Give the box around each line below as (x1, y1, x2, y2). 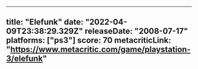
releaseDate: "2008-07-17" (84, 26, 189, 36)
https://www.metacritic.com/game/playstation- (10, 44, 191, 54)
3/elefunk (6, 54, 43, 64)
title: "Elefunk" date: (6, 17, 84, 27)
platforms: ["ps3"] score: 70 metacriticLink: (6, 36, 171, 46)
